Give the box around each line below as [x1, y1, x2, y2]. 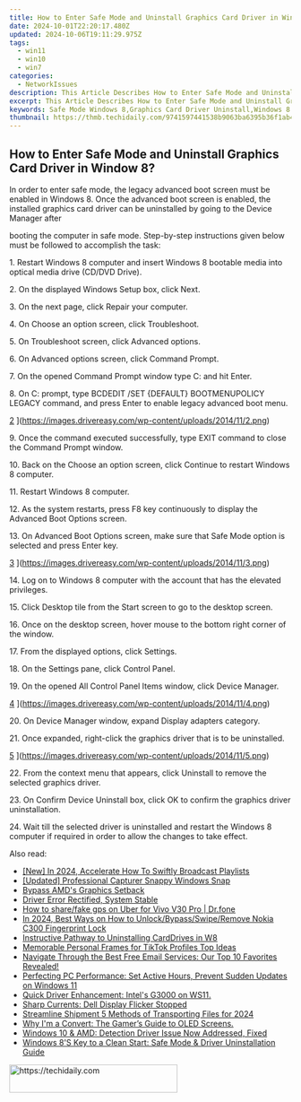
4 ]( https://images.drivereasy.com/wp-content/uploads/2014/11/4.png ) [9, 698, 271, 708]
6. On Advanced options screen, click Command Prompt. [9, 353, 219, 364]
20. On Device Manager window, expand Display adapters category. [9, 715, 261, 726]
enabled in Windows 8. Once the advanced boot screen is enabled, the [9, 194, 271, 204]
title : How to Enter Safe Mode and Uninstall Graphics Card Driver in [9, 13, 279, 22]
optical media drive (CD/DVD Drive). [9, 266, 142, 277]
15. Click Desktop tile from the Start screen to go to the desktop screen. [9, 602, 273, 612]
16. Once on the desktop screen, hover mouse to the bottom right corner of [9, 619, 287, 629]
